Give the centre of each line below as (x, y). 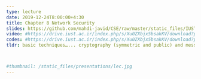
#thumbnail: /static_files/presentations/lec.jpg (69, 66)
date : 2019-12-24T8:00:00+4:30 (45, 17)
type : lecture (24, 12)
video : (14, 34)
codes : (14, 39)
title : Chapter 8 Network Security (51, 23)
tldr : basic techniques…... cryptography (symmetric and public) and (95, 45)
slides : (16, 28)
